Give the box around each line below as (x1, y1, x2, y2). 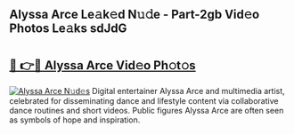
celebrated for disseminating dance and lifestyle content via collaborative (9, 96, 279, 106)
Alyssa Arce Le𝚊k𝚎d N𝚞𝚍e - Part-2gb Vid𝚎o (9, 7, 260, 22)
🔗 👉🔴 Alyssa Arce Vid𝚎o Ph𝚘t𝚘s (9, 58, 196, 73)
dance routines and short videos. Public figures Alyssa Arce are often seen (9, 106, 284, 115)
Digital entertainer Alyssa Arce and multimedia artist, (92, 86, 285, 96)
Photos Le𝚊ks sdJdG (9, 21, 127, 36)
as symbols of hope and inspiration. (9, 114, 141, 125)
